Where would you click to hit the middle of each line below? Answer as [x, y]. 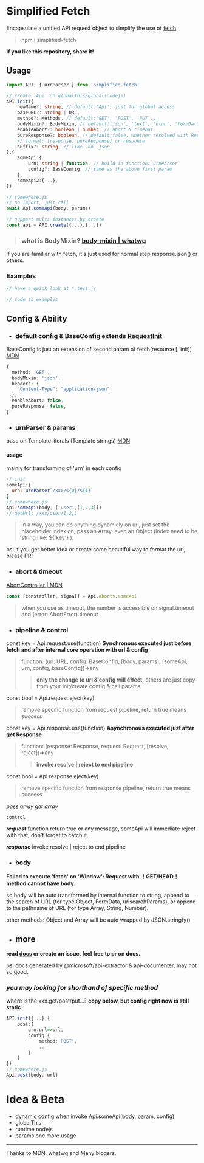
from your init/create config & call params [88, 686]
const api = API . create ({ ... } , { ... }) [54, 225]
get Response [24, 734]
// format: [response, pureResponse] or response [81, 141]
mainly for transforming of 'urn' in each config [64, 468]
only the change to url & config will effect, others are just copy [116, 680]
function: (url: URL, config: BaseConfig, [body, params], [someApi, [104, 661]
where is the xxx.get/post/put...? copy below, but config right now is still [98, 1001]
